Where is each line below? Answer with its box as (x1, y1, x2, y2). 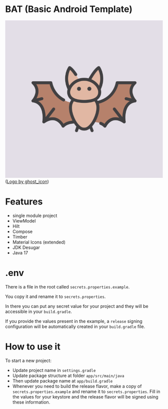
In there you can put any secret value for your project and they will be (5, 303, 148, 309)
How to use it (5, 341, 61, 352)
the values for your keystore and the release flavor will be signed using (12, 393, 158, 399)
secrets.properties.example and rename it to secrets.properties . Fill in (12, 388, 160, 394)
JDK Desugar (12, 244, 40, 250)
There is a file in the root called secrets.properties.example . (5, 283, 130, 289)
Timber (12, 233, 27, 239)
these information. (12, 399, 50, 405)
